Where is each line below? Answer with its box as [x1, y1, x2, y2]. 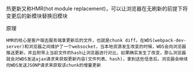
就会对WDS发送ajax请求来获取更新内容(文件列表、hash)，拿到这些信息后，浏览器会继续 [6, 56, 188, 62]
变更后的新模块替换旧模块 [6, 12, 68, 19]
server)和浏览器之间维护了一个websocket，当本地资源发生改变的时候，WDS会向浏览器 [6, 44, 186, 50]
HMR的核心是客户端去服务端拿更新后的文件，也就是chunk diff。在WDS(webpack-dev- [6, 37, 186, 43]
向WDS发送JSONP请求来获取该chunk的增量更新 [6, 62, 101, 68]
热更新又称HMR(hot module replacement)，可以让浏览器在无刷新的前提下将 [6, 5, 188, 12]
